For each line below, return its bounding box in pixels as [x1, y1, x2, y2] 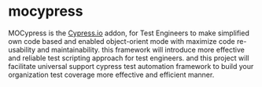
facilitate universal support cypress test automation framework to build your [8, 61, 254, 71]
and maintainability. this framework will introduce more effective [36, 45, 245, 54]
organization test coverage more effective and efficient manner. [8, 70, 215, 79]
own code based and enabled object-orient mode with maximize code [8, 36, 236, 45]
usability [8, 45, 35, 54]
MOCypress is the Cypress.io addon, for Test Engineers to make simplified [8, 28, 249, 38]
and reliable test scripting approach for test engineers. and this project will [8, 53, 249, 63]
